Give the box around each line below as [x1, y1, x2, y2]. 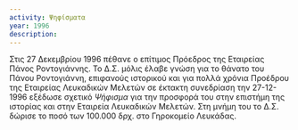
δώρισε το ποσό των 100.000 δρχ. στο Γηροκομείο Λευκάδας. [9, 110, 237, 121]
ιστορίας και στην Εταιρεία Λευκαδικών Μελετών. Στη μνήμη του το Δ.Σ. [9, 102, 279, 112]
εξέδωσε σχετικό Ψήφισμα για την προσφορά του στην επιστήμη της [29, 92, 286, 102]
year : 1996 [9, 21, 50, 30]
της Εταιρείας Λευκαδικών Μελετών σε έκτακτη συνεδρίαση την [9, 82, 251, 93]
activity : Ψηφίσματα [9, 12, 87, 22]
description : [9, 29, 58, 38]
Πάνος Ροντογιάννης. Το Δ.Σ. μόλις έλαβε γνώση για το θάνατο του [9, 63, 265, 74]
